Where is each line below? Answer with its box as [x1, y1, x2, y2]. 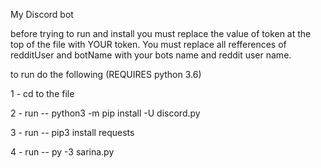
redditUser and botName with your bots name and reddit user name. [10, 49, 292, 61]
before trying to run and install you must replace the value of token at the [10, 28, 312, 39]
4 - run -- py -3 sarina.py [10, 146, 115, 158]
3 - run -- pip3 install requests [10, 127, 135, 138]
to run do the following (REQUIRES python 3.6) [10, 69, 202, 80]
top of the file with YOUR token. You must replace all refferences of [10, 39, 287, 50]
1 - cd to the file [10, 88, 75, 99]
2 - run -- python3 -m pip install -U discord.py [10, 107, 201, 119]
